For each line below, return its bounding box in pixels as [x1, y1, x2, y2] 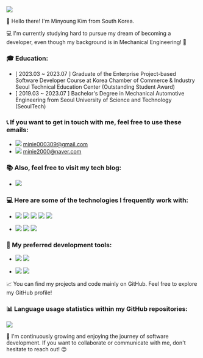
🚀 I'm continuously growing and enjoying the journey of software [6, 332, 169, 340]
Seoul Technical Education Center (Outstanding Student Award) [15, 83, 176, 91]
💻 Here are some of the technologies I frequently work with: [6, 196, 189, 204]
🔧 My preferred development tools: [6, 241, 112, 250]
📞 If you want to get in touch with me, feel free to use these [6, 118, 182, 127]
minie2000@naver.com [23, 147, 82, 155]
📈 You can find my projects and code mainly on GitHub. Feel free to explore [6, 280, 198, 288]
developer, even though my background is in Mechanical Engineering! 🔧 [6, 39, 187, 45]
